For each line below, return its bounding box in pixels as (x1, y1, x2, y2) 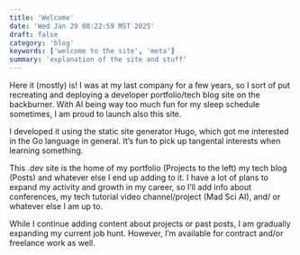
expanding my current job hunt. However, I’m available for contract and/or (9, 228, 284, 239)
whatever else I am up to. (9, 201, 104, 212)
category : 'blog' (9, 38, 75, 48)
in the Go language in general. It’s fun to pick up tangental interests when (9, 136, 281, 146)
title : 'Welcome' (9, 13, 75, 23)
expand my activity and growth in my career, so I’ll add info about (9, 182, 252, 192)
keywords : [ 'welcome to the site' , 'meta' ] (9, 47, 176, 56)
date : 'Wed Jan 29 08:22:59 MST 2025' (9, 22, 155, 31)
